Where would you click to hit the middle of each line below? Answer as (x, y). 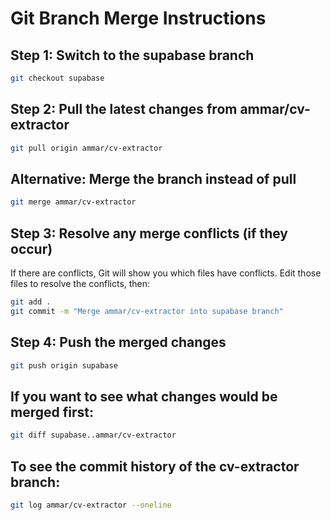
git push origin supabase (64, 365)
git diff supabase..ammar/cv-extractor (93, 435)
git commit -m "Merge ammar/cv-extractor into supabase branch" (147, 311)
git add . (31, 302)
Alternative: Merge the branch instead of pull (153, 178)
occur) (31, 248)
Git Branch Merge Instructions (138, 18)
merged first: (52, 412)
